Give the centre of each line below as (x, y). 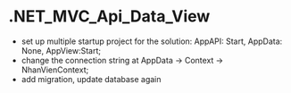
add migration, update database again (91, 79)
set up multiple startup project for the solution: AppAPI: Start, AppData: (152, 41)
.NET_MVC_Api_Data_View (109, 17)
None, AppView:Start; (61, 50)
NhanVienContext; (55, 70)
